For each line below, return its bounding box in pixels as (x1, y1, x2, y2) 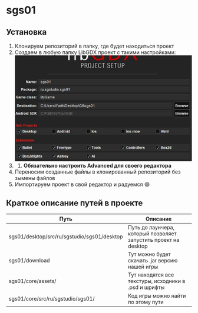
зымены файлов (14, 175, 55, 182)
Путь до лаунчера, (127, 224, 175, 231)
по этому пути (127, 298, 164, 305)
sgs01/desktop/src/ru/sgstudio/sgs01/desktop (8, 233, 123, 240)
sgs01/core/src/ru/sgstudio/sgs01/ (8, 295, 95, 302)
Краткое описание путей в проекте (6, 198, 143, 208)
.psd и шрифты (127, 284, 165, 291)
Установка (6, 27, 47, 37)
